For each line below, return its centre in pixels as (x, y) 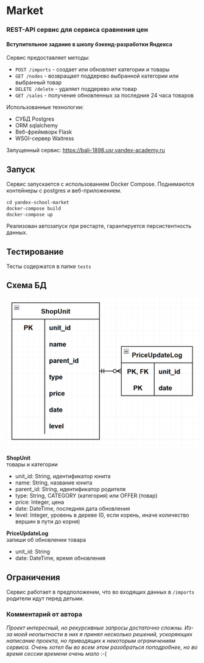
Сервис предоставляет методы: (48, 58)
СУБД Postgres (35, 119)
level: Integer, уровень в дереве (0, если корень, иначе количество (102, 515)
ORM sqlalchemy (37, 126)
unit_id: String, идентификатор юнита (63, 477)
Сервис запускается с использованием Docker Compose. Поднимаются (100, 184)
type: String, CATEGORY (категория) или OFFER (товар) (86, 496)
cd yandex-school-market (38, 203)
